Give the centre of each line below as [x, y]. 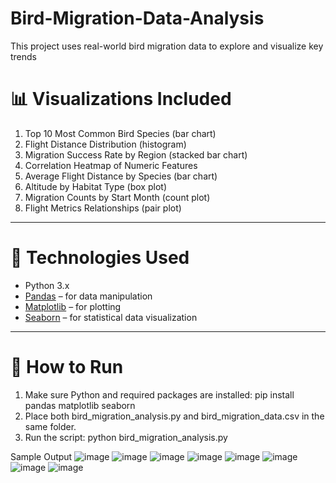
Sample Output [41, 456]
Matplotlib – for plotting [73, 306]
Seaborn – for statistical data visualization [111, 317]
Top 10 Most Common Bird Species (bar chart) [120, 133]
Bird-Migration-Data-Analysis [137, 18]
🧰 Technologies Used [100, 258]
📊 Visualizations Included [121, 99]
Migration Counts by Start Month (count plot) [117, 197]
